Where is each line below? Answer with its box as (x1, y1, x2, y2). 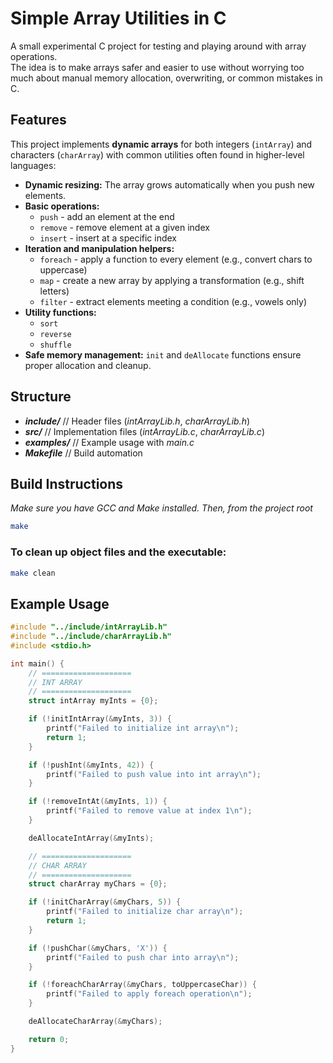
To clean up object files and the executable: (10, 545, 227, 559)
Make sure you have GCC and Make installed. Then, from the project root (10, 502, 313, 514)
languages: (10, 159, 57, 171)
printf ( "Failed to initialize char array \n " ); (46, 907, 244, 917)
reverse (39, 329, 72, 339)
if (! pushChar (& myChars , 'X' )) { (28, 943, 168, 953)
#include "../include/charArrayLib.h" (10, 632, 172, 642)
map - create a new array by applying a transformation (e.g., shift (39, 274, 305, 286)
